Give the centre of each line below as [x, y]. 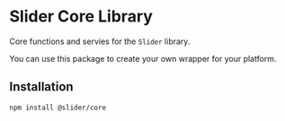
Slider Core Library [81, 17]
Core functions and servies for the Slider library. [100, 41]
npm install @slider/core [58, 108]
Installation [41, 87]
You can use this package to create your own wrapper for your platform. [143, 58]
